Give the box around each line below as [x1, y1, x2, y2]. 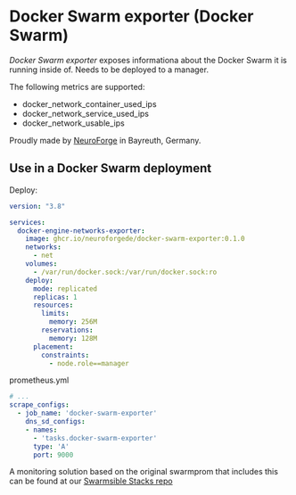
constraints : [41, 351, 90, 359]
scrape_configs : [9, 400, 70, 409]
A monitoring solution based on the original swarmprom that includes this [9, 466, 279, 477]
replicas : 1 [32, 293, 78, 301]
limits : [41, 309, 70, 318]
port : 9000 [32, 450, 74, 459]
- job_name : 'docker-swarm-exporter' [17, 408, 158, 418]
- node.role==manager [48, 359, 129, 367]
